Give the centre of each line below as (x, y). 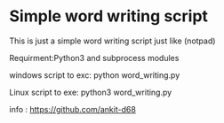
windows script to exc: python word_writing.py (95, 75)
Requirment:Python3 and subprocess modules (94, 58)
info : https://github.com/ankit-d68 (72, 109)
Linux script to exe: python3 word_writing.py (91, 92)
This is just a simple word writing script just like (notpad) (112, 41)
